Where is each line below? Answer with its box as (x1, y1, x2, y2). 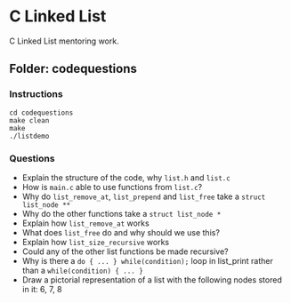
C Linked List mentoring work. (9, 36, 119, 46)
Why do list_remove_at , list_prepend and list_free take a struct (21, 191, 266, 202)
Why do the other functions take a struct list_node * (21, 208, 222, 219)
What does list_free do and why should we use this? (21, 227, 221, 237)
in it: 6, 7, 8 (21, 283, 62, 294)
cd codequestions (9, 108, 74, 117)
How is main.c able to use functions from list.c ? (21, 181, 203, 192)
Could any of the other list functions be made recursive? (21, 246, 229, 257)
